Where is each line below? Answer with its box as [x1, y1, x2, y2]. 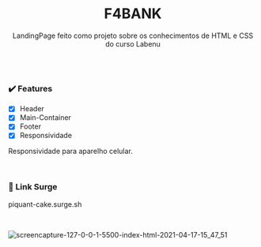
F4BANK [104, 5, 162, 23]
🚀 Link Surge [8, 182, 58, 193]
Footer [19, 122, 42, 131]
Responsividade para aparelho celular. [8, 147, 133, 156]
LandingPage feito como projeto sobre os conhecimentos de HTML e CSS [12, 31, 254, 40]
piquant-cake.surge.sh [8, 199, 82, 209]
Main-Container [19, 113, 71, 122]
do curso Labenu [105, 39, 161, 48]
